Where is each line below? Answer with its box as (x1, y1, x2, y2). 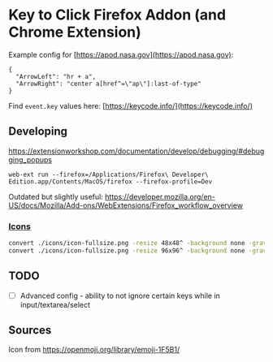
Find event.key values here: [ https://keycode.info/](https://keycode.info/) (8, 101, 253, 110)
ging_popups (8, 154, 53, 164)
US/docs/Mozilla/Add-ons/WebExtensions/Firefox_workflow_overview (8, 200, 244, 210)
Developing (8, 124, 67, 139)
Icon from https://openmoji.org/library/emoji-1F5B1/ (8, 345, 180, 355)
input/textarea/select (19, 300, 91, 309)
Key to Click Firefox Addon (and (8, 6, 226, 24)
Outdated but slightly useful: (8, 192, 103, 201)
